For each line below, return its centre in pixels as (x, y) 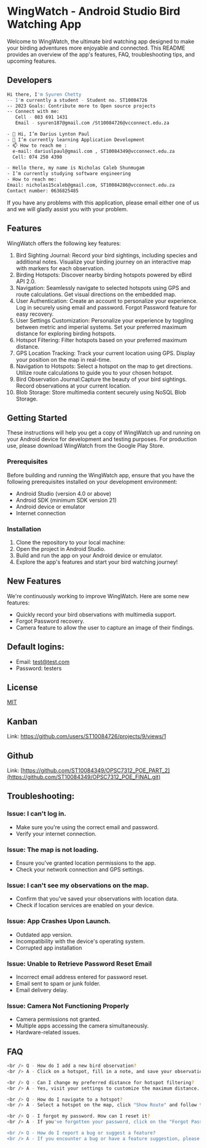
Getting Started (37, 418)
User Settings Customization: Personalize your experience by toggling (104, 320)
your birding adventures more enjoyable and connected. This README (96, 48)
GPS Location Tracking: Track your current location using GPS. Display (105, 353)
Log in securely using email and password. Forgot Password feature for (106, 307)
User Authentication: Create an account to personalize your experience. (107, 301)
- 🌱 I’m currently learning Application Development (76, 139)
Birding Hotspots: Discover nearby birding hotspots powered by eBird (104, 275)
